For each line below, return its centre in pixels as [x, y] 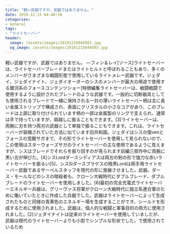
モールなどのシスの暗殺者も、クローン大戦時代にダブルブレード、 [83, 176]
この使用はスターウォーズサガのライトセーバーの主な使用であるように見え [83, 145]
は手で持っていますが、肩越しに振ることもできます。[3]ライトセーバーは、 [83, 119]
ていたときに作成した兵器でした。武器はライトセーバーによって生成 [94, 195]
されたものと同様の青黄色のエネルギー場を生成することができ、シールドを [83, 201]
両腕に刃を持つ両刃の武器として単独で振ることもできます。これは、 [76, 126]
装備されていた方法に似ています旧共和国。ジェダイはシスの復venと [93, 132]
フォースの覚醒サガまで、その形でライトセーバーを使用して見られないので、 [85, 138]
